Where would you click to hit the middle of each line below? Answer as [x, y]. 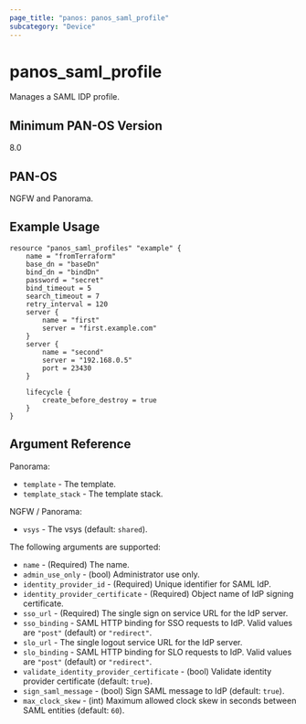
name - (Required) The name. [76, 564]
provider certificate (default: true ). [88, 681]
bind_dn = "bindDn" [63, 272]
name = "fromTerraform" [71, 256]
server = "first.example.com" [100, 328]
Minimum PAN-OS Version [86, 126]
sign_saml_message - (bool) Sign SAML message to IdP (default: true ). [153, 690]
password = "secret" [65, 280]
